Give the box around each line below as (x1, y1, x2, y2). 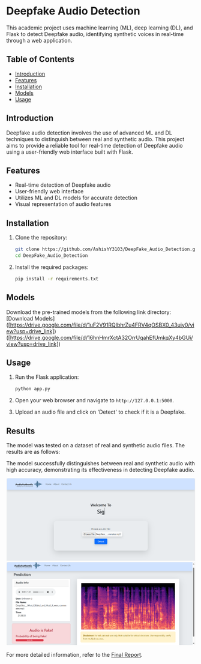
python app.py (14, 386, 50, 392)
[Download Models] (6, 315, 55, 322)
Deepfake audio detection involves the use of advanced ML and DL (6, 129, 173, 136)
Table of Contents (6, 54, 75, 64)
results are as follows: (6, 448, 61, 456)
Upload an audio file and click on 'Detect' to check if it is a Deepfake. (14, 408, 186, 415)
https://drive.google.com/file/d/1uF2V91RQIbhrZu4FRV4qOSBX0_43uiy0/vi (10, 321, 194, 328)
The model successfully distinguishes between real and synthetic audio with (6, 460, 195, 467)
